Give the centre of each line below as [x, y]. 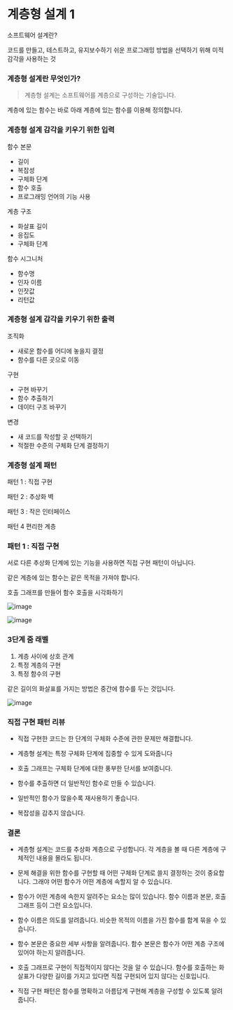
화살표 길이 [33, 226]
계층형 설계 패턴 [32, 465]
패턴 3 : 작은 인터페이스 [39, 512]
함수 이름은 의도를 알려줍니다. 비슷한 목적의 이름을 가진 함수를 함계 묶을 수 [118, 920]
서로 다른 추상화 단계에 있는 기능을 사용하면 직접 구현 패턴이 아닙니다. [101, 563]
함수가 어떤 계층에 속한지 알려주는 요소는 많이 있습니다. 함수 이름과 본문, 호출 [122, 897]
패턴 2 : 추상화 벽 [30, 497]
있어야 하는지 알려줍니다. [51, 953]
